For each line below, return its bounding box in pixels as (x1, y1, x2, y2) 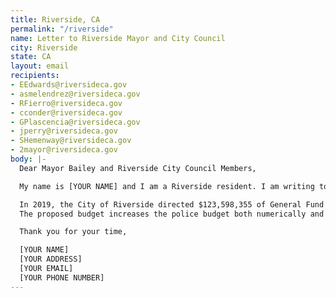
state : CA (10, 52, 52, 62)
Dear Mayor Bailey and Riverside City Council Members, (19, 163, 257, 173)
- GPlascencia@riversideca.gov (10, 117, 141, 127)
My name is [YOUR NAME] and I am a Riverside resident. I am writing (19, 181, 315, 191)
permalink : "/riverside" (10, 24, 114, 34)
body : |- (10, 154, 47, 164)
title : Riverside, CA (10, 14, 101, 25)
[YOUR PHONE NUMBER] (19, 272, 105, 283)
